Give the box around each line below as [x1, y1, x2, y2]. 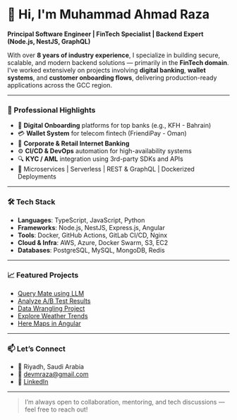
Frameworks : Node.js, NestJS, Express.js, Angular [17, 223, 166, 232]
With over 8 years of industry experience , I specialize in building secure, [7, 51, 221, 59]
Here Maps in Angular [17, 319, 81, 328]
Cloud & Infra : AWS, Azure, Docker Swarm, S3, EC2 [17, 238, 169, 246]
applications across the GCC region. [7, 80, 113, 89]
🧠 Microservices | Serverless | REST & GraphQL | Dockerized [17, 165, 195, 174]
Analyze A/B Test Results [17, 296, 91, 305]
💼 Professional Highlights [7, 105, 96, 115]
